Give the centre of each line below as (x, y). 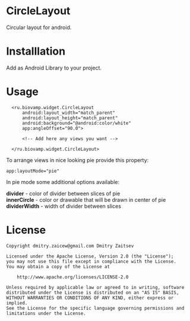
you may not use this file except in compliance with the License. (91, 261)
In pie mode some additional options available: (63, 182)
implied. (17, 303)
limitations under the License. (46, 313)
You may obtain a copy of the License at (58, 266)
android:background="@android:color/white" (77, 123)
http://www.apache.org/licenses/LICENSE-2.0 (73, 277)
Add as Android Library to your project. (54, 68)
